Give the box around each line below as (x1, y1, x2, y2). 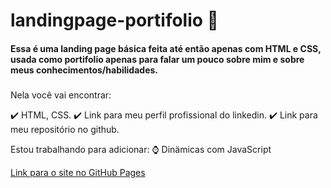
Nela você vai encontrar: (10, 89, 112, 101)
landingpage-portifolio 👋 (10, 9, 219, 32)
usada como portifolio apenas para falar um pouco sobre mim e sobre (10, 53, 305, 65)
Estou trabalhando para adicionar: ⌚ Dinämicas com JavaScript (10, 144, 272, 156)
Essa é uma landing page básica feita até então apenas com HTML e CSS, (10, 42, 322, 54)
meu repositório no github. (10, 124, 120, 136)
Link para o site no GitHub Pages (10, 167, 146, 179)
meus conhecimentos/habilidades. (10, 64, 158, 76)
